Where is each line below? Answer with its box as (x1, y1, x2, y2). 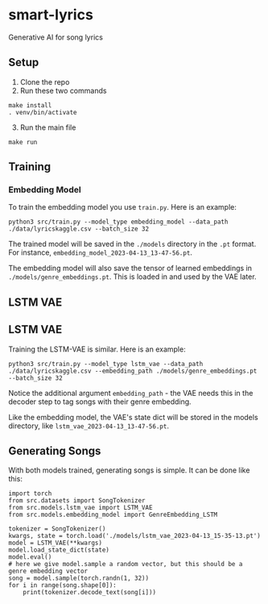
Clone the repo (19, 77, 70, 86)
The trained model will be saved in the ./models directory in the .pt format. (8, 240, 257, 249)
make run (8, 138, 38, 146)
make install (8, 101, 52, 110)
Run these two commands (19, 85, 107, 95)
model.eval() (8, 553, 52, 561)
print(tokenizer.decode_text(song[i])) (23, 589, 157, 597)
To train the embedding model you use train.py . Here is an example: (8, 202, 237, 212)
